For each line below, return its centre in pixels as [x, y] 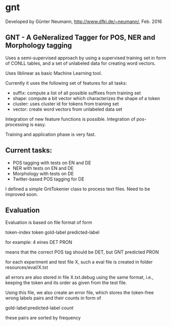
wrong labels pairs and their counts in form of [53, 298]
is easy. [38, 124]
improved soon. [22, 194]
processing [17, 124]
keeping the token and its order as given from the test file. [66, 283]
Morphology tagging [39, 46]
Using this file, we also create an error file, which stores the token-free [80, 293]
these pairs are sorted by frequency [43, 318]
